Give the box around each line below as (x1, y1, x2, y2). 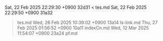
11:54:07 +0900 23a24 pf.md (17, 30, 78, 36)
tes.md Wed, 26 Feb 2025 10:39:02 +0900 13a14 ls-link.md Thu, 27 (17, 20, 158, 25)
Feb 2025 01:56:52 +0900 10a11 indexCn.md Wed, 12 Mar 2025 (17, 25, 149, 31)
